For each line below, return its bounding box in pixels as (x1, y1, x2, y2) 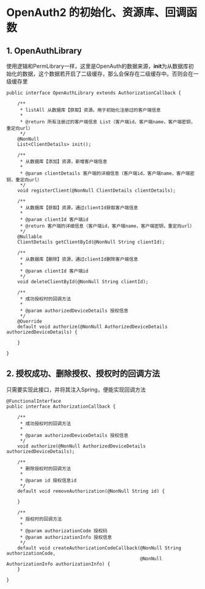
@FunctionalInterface (6, 398, 62, 404)
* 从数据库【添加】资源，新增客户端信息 (20, 159, 108, 165)
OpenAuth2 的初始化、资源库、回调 (6, 5, 187, 20)
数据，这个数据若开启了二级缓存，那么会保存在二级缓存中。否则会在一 (22, 70, 199, 77)
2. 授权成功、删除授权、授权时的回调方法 (6, 369, 160, 379)
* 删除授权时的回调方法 (20, 465, 71, 472)
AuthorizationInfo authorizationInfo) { (6, 561, 111, 567)
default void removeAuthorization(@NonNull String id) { (17, 488, 165, 494)
